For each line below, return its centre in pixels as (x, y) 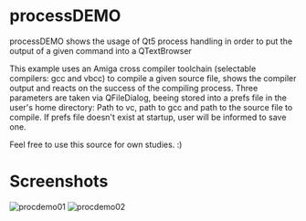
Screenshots (59, 181)
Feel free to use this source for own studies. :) (96, 144)
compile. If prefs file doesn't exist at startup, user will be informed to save (148, 117)
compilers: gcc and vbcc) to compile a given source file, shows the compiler (153, 78)
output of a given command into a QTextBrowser (100, 50)
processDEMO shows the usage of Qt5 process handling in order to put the (151, 41)
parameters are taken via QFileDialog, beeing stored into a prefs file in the (148, 98)
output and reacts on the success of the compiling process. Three (134, 88)
